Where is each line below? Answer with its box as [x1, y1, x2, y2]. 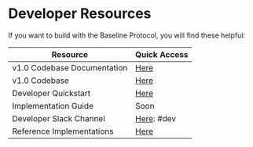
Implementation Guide [12, 100, 94, 111]
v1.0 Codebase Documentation [12, 62, 128, 73]
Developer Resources [8, 5, 152, 23]
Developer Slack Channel [12, 113, 106, 124]
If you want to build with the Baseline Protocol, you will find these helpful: [8, 30, 246, 40]
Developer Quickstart [12, 88, 91, 99]
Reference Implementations [12, 126, 114, 137]
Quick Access [134, 48, 189, 59]
